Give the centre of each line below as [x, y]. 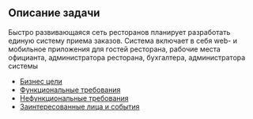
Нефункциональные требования [74, 98]
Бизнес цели [41, 81]
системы [23, 66]
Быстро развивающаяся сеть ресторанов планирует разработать [119, 32]
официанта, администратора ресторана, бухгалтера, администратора [127, 57]
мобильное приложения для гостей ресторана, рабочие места [115, 49]
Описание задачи [54, 13]
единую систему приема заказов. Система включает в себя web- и [123, 40]
